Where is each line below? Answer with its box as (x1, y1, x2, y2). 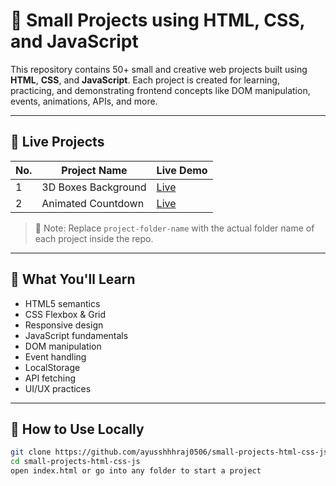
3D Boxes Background (41, 180, 147, 194)
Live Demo (156, 163, 208, 177)
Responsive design (24, 319, 104, 331)
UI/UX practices (24, 382, 92, 394)
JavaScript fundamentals (24, 329, 129, 341)
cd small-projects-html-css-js (10, 457, 141, 467)
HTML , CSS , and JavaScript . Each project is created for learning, (10, 74, 280, 86)
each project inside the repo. (34, 232, 154, 244)
